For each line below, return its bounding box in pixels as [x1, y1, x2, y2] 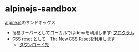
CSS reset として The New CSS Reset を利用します [12, 36, 116, 42]
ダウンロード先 [19, 42, 49, 47]
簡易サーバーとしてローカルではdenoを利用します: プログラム [12, 30, 135, 35]
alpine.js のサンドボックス [5, 20, 56, 25]
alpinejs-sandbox [5, 3, 77, 14]
